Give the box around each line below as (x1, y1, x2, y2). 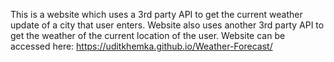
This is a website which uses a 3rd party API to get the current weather (10, 9, 303, 20)
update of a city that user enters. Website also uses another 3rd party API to (10, 19, 325, 31)
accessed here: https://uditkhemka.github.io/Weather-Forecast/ (10, 40, 273, 52)
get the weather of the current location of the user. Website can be (10, 30, 286, 41)
